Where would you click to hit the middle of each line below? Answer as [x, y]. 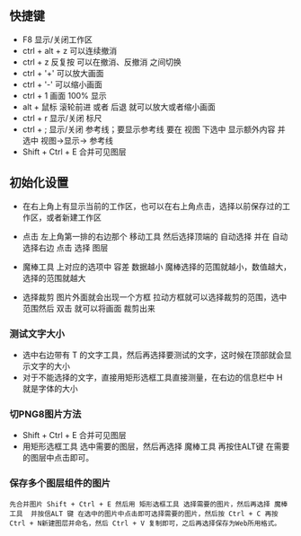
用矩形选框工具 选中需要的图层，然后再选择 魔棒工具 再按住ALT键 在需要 [156, 446]
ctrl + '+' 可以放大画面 [63, 73]
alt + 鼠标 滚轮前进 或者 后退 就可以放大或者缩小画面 [119, 107]
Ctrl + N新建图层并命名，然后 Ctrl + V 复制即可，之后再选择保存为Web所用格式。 [145, 523]
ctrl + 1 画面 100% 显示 [65, 95]
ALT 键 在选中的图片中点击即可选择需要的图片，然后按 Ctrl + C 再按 [164, 514]
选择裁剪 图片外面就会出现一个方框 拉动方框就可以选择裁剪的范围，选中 [155, 297]
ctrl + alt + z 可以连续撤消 [70, 50]
